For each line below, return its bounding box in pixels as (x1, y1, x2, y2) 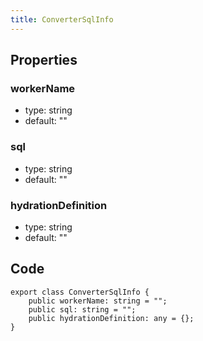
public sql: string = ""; (28, 304, 137, 315)
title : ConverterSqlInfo (10, 14, 114, 25)
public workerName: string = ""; (28, 296, 168, 306)
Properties (10, 52, 78, 69)
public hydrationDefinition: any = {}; (28, 313, 195, 323)
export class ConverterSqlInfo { (10, 287, 150, 297)
